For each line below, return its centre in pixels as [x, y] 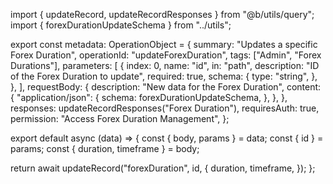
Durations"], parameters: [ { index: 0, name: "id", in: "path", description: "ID [165, 65]
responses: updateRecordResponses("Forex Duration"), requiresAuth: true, [165, 108]
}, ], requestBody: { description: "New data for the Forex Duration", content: [166, 87]
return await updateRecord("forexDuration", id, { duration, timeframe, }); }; [163, 168]
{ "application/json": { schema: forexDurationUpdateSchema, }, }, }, [149, 97]
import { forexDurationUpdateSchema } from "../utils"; [121, 25]
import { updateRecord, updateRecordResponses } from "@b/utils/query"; [162, 14]
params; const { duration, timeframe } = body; [105, 148]
